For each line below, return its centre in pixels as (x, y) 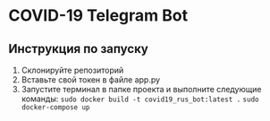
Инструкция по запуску (78, 49)
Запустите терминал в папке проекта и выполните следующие (141, 89)
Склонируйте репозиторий (72, 70)
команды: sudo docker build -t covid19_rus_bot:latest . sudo (140, 99)
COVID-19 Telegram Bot (98, 16)
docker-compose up (55, 108)
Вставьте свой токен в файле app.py (91, 80)
